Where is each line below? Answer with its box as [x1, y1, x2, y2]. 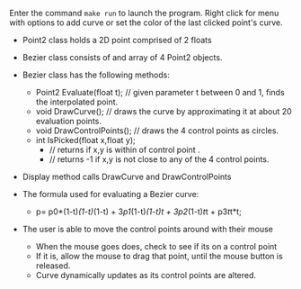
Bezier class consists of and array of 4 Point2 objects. [22, 52, 223, 62]
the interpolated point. [35, 96, 119, 107]
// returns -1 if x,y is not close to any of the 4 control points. [49, 154, 270, 165]
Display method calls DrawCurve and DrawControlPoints [22, 171, 232, 182]
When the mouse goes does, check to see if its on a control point [35, 241, 278, 251]
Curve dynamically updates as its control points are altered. [35, 270, 257, 280]
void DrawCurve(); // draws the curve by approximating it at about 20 [35, 106, 292, 116]
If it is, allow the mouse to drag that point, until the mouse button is [35, 251, 283, 261]
